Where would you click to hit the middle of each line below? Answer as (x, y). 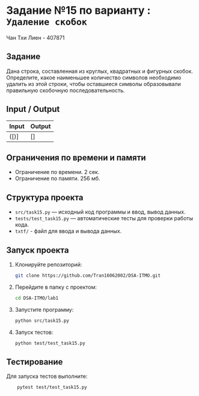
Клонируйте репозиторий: (48, 265)
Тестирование (35, 362)
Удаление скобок (47, 22)
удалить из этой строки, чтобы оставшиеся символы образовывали (94, 84)
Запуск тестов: (34, 332)
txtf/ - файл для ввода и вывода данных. (68, 231)
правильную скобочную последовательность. (66, 90)
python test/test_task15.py (50, 343)
